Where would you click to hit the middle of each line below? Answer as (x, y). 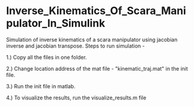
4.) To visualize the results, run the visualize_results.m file (76, 98)
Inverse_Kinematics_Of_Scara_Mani (96, 11)
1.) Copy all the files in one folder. (47, 57)
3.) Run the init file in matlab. (41, 86)
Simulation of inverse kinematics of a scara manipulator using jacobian (92, 39)
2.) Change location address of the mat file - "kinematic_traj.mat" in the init (97, 68)
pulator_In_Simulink (56, 23)
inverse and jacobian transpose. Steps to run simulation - (75, 46)
